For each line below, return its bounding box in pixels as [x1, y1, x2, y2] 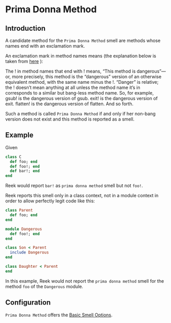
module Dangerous [5, 226, 42, 232]
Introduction [5, 24, 46, 33]
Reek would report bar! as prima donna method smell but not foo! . [5, 182, 143, 189]
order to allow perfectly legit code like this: [5, 198, 95, 204]
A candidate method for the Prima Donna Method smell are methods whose [5, 37, 161, 43]
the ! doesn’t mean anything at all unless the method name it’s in [5, 84, 140, 90]
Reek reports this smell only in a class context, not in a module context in [5, 193, 159, 199]
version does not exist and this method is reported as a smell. [5, 116, 135, 122]
